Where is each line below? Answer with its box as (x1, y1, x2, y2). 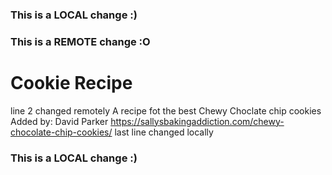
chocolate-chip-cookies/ (10, 126, 113, 138)
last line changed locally (114, 126, 214, 138)
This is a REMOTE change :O (10, 34, 151, 48)
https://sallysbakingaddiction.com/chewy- (110, 115, 285, 127)
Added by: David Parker (10, 115, 109, 127)
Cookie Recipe (10, 72, 133, 95)
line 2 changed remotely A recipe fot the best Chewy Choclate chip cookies (10, 104, 322, 117)
